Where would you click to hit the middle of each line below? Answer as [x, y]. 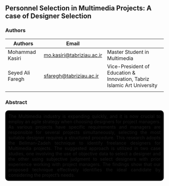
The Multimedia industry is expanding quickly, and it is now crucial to [84, 116]
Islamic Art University [132, 85]
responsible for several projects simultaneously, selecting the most [84, 132]
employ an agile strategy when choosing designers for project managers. [84, 121]
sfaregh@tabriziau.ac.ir [71, 76]
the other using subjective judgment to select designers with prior [84, 159]
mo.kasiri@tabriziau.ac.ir [73, 55]
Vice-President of [128, 66]
